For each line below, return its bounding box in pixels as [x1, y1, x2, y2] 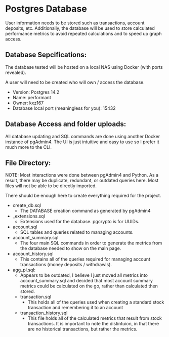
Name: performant [12, 94, 52, 100]
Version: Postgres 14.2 [12, 89, 60, 95]
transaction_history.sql [20, 310, 68, 316]
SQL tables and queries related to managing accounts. [20, 229, 134, 235]
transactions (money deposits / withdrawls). [20, 262, 112, 268]
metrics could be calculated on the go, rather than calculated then [20, 283, 158, 289]
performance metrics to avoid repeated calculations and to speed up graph [5, 30, 162, 36]
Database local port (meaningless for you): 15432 [12, 105, 116, 111]
